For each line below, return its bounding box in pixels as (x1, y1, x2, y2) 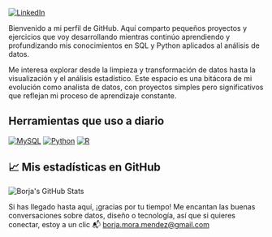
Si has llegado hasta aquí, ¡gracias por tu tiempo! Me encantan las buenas (8, 201, 256, 211)
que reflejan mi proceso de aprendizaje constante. (8, 91, 177, 101)
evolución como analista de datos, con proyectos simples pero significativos (8, 82, 264, 92)
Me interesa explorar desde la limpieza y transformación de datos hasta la (8, 65, 256, 75)
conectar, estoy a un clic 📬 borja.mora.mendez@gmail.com (8, 219, 209, 229)
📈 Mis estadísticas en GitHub (8, 161, 161, 175)
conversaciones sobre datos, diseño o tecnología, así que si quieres (8, 210, 235, 220)
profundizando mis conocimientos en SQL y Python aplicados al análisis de (8, 41, 260, 50)
